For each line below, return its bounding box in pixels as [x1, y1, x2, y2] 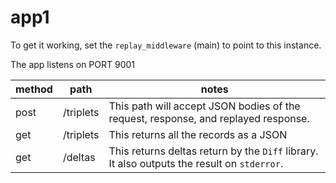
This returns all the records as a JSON [108, 127, 288, 141]
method [15, 82, 53, 96]
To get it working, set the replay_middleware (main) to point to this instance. [10, 39, 322, 51]
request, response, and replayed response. [108, 111, 310, 125]
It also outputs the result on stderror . [108, 156, 284, 170]
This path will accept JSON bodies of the [108, 99, 301, 113]
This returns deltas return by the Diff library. [108, 144, 319, 158]
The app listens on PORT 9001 [10, 58, 136, 70]
